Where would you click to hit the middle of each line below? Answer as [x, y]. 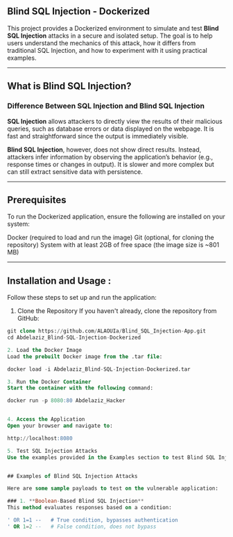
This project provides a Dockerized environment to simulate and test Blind [113, 28]
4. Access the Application [46, 419]
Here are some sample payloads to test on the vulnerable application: [113, 489]
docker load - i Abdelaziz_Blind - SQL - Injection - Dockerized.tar [99, 369]
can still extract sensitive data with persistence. [75, 171]
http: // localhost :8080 [40, 438]
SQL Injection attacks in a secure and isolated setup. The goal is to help [110, 35]
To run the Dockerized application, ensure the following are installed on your [116, 217]
